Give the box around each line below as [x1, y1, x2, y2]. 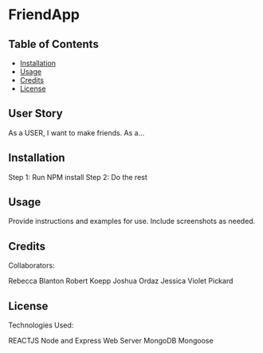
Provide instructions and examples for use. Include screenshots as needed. [8, 217, 256, 226]
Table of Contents [8, 37, 100, 51]
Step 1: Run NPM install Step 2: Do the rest [8, 172, 147, 182]
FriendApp [8, 6, 80, 24]
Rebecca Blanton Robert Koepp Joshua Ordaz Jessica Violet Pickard [8, 277, 234, 286]
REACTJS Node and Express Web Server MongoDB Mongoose [8, 336, 214, 346]
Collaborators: [8, 261, 55, 270]
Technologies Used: [8, 320, 74, 330]
